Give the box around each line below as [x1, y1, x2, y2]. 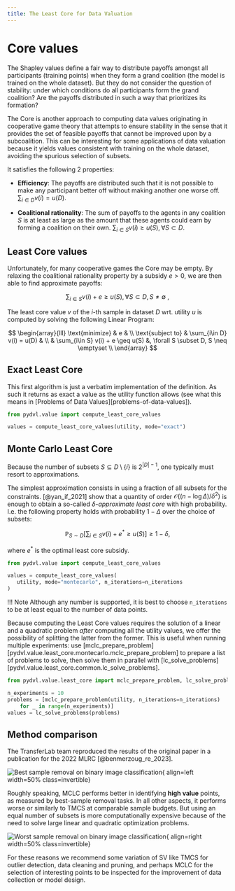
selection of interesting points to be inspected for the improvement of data [7, 869, 222, 877]
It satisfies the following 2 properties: [7, 165, 115, 174]
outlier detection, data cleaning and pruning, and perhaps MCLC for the [7, 861, 213, 869]
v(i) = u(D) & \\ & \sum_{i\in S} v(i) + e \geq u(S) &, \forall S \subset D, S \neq [8, 336, 227, 344]
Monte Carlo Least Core [7, 442, 113, 455]
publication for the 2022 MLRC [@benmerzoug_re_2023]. [7, 755, 173, 763]
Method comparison [7, 729, 98, 741]
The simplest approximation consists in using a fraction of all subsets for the [7, 484, 227, 492]
